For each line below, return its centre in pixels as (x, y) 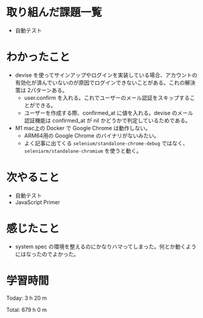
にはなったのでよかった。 (47, 254)
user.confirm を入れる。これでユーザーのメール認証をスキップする (107, 98)
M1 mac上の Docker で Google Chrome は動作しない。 (83, 128)
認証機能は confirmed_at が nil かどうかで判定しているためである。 (107, 120)
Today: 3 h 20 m (27, 298)
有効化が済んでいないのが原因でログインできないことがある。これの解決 (105, 82)
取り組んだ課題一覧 (54, 12)
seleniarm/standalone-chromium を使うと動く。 (83, 151)
